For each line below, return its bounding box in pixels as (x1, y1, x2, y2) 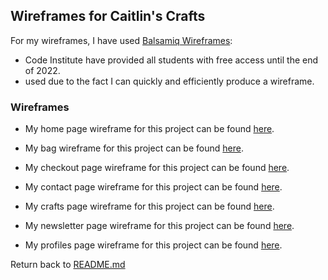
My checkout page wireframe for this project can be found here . (24, 162, 290, 174)
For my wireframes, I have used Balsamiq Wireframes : (10, 34, 233, 46)
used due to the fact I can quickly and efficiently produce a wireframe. (24, 75, 315, 87)
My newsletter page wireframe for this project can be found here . (24, 220, 295, 232)
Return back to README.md (10, 259, 126, 271)
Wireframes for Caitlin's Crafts (10, 8, 206, 25)
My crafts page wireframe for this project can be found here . (24, 200, 275, 213)
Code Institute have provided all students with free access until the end (24, 54, 319, 66)
